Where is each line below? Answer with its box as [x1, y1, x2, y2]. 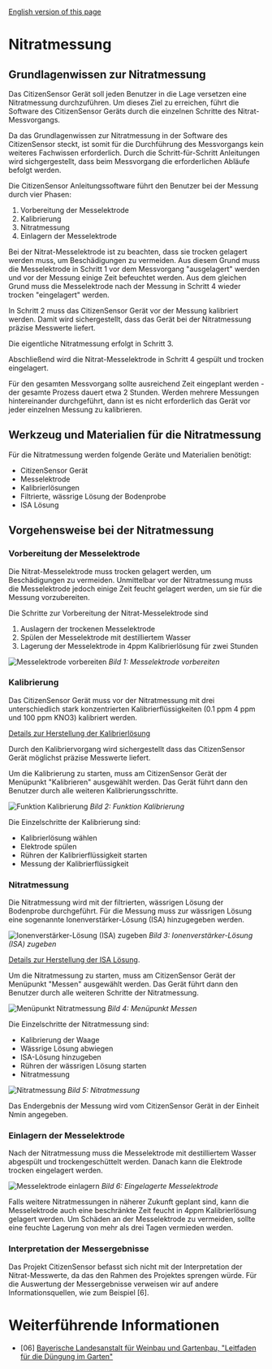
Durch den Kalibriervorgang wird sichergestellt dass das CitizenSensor [8, 744, 245, 754]
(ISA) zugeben [8, 939, 57, 949]
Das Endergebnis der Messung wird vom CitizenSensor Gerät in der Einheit [8, 1101, 260, 1111]
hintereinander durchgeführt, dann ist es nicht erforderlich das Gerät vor [8, 396, 251, 405]
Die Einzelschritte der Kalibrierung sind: [8, 817, 140, 827]
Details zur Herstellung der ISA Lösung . [8, 955, 140, 965]
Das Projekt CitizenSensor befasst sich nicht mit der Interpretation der [8, 1262, 243, 1272]
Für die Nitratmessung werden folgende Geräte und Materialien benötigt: [8, 450, 252, 460]
